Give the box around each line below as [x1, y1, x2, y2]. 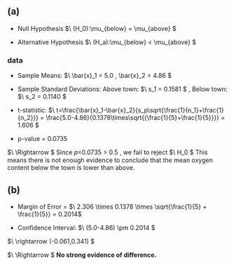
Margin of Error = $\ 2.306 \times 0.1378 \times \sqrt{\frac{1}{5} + [17, 202, 207, 211]
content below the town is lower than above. [7, 164, 135, 172]
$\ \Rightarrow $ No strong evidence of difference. [7, 251, 157, 259]
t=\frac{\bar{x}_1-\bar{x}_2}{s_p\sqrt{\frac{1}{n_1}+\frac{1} [55, 106, 224, 114]
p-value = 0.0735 [17, 135, 68, 143]
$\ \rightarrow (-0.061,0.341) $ [7, 237, 95, 245]
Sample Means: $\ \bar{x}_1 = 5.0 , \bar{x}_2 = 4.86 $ [17, 72, 172, 80]
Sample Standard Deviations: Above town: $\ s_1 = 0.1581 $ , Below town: [17, 85, 228, 93]
